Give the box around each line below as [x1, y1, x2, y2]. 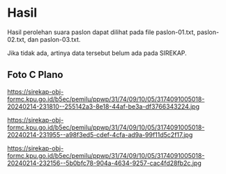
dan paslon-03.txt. [27, 35, 81, 43]
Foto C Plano [7, 69, 63, 81]
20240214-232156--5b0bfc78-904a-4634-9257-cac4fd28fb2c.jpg [7, 159, 202, 167]
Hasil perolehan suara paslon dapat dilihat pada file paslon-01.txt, [7, 28, 196, 36]
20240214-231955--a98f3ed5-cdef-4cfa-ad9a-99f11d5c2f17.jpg [7, 130, 193, 139]
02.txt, [7, 35, 27, 43]
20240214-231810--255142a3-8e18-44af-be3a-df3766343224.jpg [7, 102, 200, 111]
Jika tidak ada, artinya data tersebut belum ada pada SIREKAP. [7, 49, 187, 57]
